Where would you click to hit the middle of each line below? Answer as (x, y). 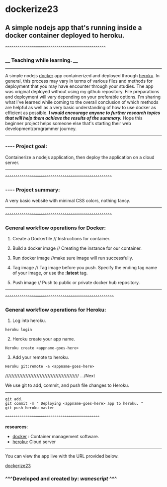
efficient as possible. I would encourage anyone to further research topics (83, 113)
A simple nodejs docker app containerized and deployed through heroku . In (83, 76)
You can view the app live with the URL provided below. (62, 456)
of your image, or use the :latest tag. (50, 273)
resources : (17, 427)
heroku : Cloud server (34, 442)
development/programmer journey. (41, 129)
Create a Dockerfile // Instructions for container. (61, 239)
